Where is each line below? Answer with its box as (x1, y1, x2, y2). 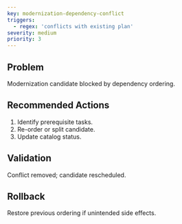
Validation (7, 152, 52, 164)
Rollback (7, 190, 45, 202)
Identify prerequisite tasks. (16, 118, 93, 126)
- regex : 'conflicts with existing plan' (13, 23, 134, 30)
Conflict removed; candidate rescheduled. (7, 170, 126, 179)
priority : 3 (7, 36, 41, 43)
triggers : (7, 17, 36, 23)
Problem (7, 61, 45, 73)
